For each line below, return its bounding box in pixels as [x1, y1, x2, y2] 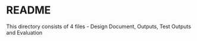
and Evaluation [6, 29, 43, 36]
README [6, 4, 51, 17]
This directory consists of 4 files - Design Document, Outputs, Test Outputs [6, 23, 192, 30]
